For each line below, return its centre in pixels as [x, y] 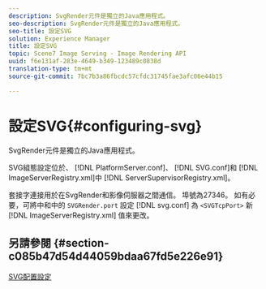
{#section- [81, 243]
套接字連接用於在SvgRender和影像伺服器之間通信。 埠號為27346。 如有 [129, 195]
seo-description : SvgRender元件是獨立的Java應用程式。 [96, 24]
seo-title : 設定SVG [40, 31]
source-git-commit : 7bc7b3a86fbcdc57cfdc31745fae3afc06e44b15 [116, 76]
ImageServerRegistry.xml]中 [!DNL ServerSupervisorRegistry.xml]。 [122, 177]
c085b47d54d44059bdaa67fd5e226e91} [116, 256]
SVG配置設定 [30, 277]
